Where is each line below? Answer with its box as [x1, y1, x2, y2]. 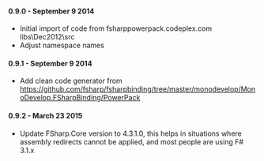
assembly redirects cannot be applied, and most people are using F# [19, 137, 243, 146]
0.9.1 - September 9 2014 [8, 58, 92, 68]
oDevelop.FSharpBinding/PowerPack [19, 93, 141, 103]
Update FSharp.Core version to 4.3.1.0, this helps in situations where [19, 129, 243, 138]
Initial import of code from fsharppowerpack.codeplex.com [19, 24, 212, 33]
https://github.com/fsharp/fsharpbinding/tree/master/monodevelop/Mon [19, 84, 256, 94]
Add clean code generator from [19, 76, 123, 86]
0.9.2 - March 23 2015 [8, 111, 83, 120]
